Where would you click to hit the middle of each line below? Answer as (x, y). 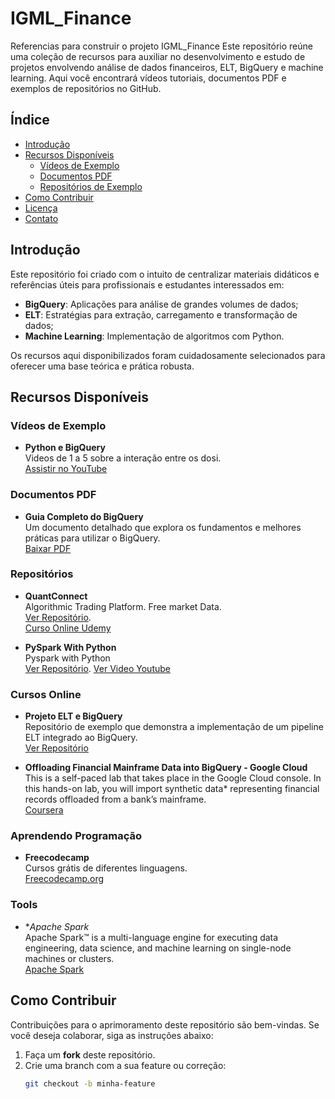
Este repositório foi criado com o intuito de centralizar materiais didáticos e (165, 274)
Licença (41, 208)
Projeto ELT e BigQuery (73, 716)
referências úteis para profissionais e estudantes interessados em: (147, 284)
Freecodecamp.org (64, 879)
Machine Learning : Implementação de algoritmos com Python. (154, 336)
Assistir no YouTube (66, 469)
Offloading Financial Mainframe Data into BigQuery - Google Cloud (166, 768)
